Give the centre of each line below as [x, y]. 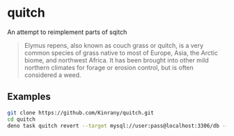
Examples [29, 97]
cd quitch [22, 119]
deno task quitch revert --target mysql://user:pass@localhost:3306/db [113, 126]
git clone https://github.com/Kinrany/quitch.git [81, 112]
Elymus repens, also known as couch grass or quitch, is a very [114, 45]
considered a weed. [53, 75]
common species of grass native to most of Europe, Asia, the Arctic [121, 53]
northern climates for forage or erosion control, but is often [109, 67]
